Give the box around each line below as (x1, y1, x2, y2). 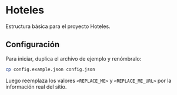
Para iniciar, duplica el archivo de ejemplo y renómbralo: (5, 55, 142, 62)
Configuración (5, 40, 60, 50)
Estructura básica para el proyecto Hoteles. (5, 23, 111, 30)
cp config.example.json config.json (5, 66, 95, 72)
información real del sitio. (5, 83, 67, 90)
